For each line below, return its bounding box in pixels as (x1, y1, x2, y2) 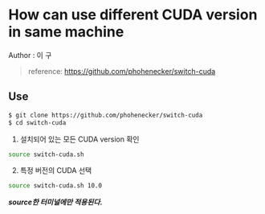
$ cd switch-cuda (8, 118, 67, 126)
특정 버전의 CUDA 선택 (19, 166, 92, 175)
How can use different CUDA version (8, 6, 258, 24)
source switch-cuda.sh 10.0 (8, 182, 103, 190)
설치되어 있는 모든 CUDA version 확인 (19, 134, 140, 144)
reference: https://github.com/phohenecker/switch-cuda (27, 66, 216, 76)
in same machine (8, 23, 124, 41)
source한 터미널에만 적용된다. (8, 197, 103, 207)
